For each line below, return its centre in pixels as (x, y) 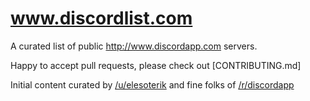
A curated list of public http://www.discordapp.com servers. (134, 46)
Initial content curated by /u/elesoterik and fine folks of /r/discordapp (152, 84)
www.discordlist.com (101, 18)
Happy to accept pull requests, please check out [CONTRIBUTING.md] (156, 65)
